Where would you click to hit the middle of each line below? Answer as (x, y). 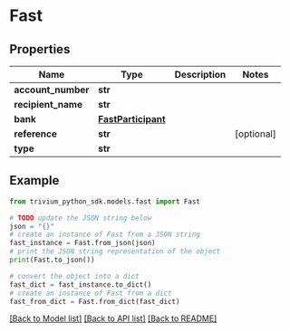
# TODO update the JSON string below (81, 218)
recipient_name (48, 104)
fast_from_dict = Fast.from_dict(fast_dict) (95, 301)
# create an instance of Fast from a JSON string (105, 235)
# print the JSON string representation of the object (115, 251)
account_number (52, 90)
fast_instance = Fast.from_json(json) (82, 243)
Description (200, 75)
